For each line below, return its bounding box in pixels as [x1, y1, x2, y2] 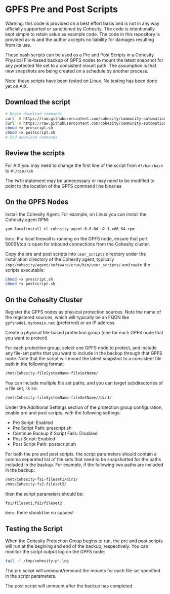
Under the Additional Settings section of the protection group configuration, [5, 404, 163, 410]
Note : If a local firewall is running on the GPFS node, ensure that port [5, 235, 148, 241]
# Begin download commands [5, 111, 62, 116]
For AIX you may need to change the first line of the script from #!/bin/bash [5, 162, 163, 168]
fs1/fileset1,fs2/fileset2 [5, 501, 62, 506]
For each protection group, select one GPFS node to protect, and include [5, 345, 157, 351]
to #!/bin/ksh [5, 167, 34, 173]
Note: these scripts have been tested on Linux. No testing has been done [5, 78, 158, 84]
